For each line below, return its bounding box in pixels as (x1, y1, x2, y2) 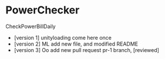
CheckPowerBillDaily (5, 23, 56, 30)
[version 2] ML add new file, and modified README (14, 40, 139, 47)
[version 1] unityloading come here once (14, 34, 112, 41)
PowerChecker (5, 4, 80, 17)
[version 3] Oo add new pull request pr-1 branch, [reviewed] (14, 46, 160, 53)
